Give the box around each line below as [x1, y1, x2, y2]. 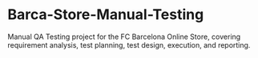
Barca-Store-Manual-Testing [7, 6, 204, 24]
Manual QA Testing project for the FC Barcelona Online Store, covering [7, 32, 241, 41]
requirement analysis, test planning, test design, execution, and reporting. [7, 40, 251, 49]
